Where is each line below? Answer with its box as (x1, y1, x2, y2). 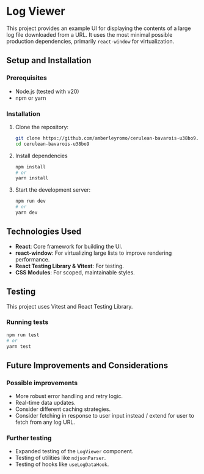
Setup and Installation (6, 55, 92, 66)
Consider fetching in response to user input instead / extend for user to (15, 412, 194, 419)
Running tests (6, 318, 49, 326)
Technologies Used (6, 227, 81, 237)
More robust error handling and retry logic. (15, 393, 123, 400)
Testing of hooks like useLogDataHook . (15, 461, 109, 468)
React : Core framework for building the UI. (15, 243, 123, 250)
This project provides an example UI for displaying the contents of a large (6, 24, 191, 32)
